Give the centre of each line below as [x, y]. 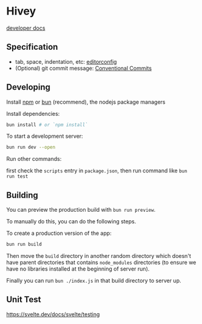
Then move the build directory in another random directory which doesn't [99, 256]
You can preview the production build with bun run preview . [81, 210]
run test [17, 177]
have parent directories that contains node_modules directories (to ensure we [101, 262]
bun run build [24, 245]
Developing [28, 87]
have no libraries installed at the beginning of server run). [78, 269]
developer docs [26, 28]
